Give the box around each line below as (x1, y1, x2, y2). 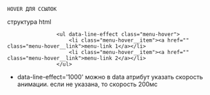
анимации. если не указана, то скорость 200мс (17, 80, 158, 88)
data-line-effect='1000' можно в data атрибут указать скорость (17, 73, 203, 81)
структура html (7, 18, 52, 26)
